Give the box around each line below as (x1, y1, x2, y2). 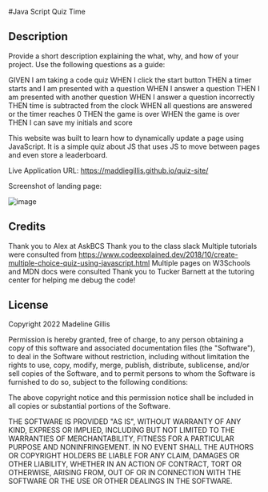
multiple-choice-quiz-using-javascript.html (8, 258, 150, 267)
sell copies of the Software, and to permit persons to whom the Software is (8, 369, 256, 378)
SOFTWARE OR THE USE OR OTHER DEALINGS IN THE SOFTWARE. (8, 476, 233, 486)
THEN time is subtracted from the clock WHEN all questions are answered (8, 100, 253, 110)
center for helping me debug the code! (8, 275, 136, 285)
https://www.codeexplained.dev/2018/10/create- (78, 250, 238, 259)
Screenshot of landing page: (8, 181, 102, 190)
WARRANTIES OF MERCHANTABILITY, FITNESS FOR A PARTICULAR (8, 434, 234, 443)
